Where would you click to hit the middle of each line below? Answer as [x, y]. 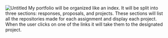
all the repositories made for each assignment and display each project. [81, 19]
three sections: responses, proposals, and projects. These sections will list [84, 13]
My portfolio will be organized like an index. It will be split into [93, 8]
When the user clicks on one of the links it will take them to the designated [84, 24]
